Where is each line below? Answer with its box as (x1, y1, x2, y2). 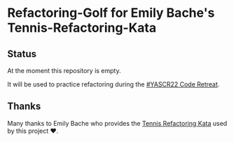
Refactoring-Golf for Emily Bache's (7, 5, 215, 21)
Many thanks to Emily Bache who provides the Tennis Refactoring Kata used (7, 119, 228, 127)
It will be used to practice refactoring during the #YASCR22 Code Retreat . (7, 80, 220, 89)
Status (7, 48, 37, 60)
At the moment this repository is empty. (7, 67, 121, 75)
